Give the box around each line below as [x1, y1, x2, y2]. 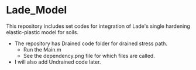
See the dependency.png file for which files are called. [23, 52, 155, 59]
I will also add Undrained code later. [14, 58, 101, 65]
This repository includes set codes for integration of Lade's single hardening [6, 23, 190, 30]
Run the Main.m [23, 46, 61, 53]
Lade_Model [6, 3, 67, 17]
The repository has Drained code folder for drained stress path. [14, 40, 168, 47]
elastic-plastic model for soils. [6, 28, 79, 35]
